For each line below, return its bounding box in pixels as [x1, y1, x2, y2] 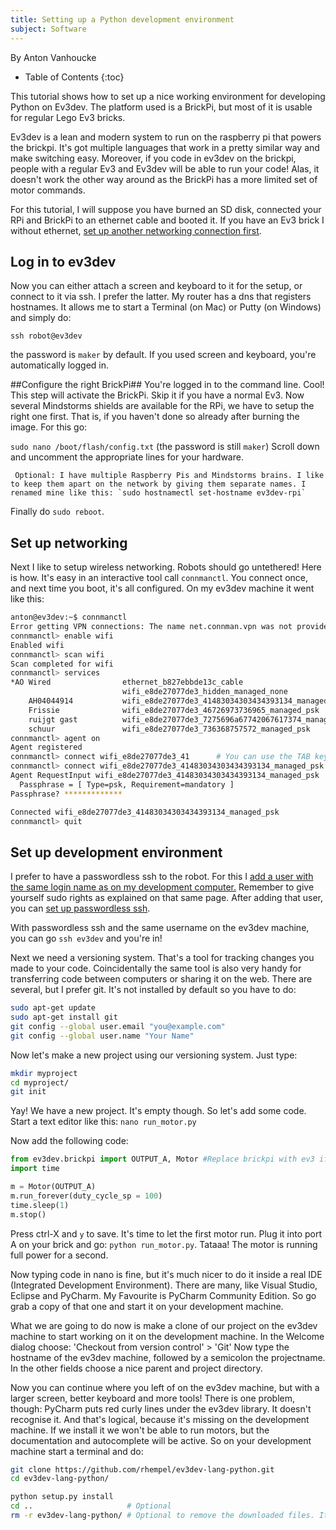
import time [10, 1164, 60, 1174]
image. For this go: [10, 421, 88, 433]
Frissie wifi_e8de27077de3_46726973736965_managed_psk [28, 705, 320, 715]
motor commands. [10, 184, 86, 196]
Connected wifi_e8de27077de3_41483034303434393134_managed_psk [10, 807, 280, 817]
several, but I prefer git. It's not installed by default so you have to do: [10, 984, 297, 996]
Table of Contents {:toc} [24, 71, 125, 83]
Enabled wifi [10, 640, 65, 650]
